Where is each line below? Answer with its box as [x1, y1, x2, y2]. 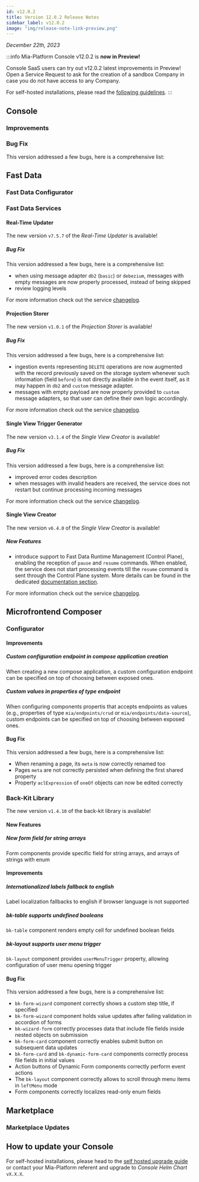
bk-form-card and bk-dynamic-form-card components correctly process [14, 1050, 188, 1058]
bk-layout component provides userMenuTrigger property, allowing [6, 955, 169, 963]
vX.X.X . [6, 1170, 24, 1177]
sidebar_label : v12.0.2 [6, 20, 65, 26]
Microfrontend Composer [6, 607, 102, 617]
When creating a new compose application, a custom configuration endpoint [6, 668, 193, 675]
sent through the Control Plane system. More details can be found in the [14, 572, 191, 579]
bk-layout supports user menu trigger [6, 940, 101, 947]
